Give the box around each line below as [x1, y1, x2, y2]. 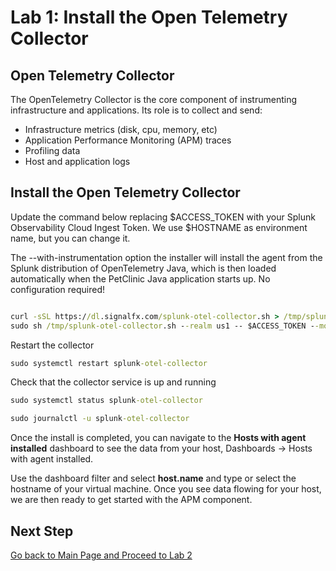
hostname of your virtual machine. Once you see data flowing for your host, [10, 483, 322, 495]
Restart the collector [10, 339, 95, 351]
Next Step [10, 522, 74, 540]
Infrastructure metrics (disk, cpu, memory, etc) [24, 124, 218, 135]
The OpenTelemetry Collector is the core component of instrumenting [10, 94, 298, 105]
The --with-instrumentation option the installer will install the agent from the [10, 251, 323, 263]
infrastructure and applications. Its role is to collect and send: [10, 104, 263, 116]
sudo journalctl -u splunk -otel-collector [10, 414, 190, 424]
